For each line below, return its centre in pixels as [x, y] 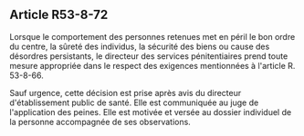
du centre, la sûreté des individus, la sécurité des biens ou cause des [140, 46]
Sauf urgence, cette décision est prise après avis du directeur [126, 92]
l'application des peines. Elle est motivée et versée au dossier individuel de [151, 112]
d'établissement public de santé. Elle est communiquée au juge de [134, 102]
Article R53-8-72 [59, 15]
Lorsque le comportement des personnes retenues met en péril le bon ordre [152, 36]
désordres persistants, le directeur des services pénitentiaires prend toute [149, 56]
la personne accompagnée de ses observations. [100, 121]
